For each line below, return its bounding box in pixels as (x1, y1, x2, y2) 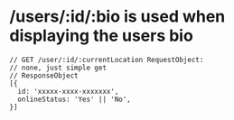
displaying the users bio (9, 25, 194, 46)
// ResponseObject (9, 70, 79, 80)
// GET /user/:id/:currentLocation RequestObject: (9, 55, 204, 64)
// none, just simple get (9, 63, 107, 72)
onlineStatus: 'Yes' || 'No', (17, 95, 131, 104)
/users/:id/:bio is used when (9, 6, 226, 27)
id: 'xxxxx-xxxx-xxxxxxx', (17, 87, 119, 96)
